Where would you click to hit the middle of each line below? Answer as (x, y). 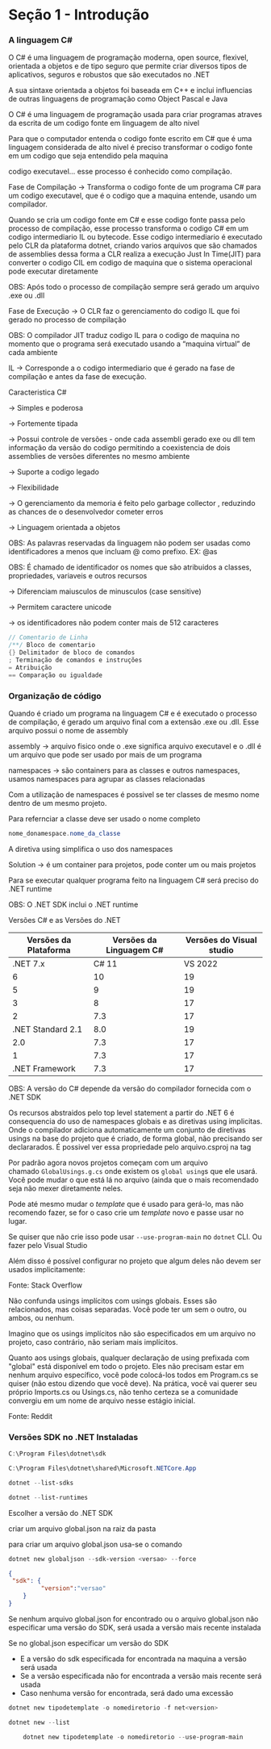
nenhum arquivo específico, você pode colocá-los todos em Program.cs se (133, 1375)
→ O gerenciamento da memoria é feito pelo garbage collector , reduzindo (132, 503)
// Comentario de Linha (48, 638)
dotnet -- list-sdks (41, 1483)
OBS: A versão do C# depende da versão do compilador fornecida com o (130, 1088)
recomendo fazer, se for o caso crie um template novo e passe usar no (126, 1213)
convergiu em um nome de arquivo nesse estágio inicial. (102, 1400)
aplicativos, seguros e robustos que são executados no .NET (109, 75)
